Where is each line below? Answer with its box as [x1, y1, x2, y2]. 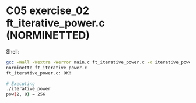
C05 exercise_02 [6, 4, 89, 17]
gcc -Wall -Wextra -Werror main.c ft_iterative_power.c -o [6, 59, 153, 65]
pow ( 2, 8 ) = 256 [6, 91, 45, 97]
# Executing [6, 80, 35, 87]
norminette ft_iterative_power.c [6, 65, 87, 70]
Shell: [6, 48, 20, 55]
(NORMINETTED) [6, 29, 90, 42]
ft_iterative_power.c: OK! [6, 70, 72, 76]
